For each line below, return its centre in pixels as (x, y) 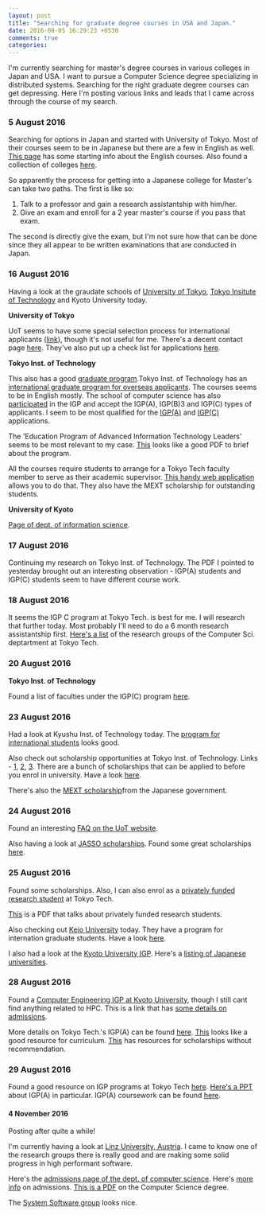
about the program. (40, 453)
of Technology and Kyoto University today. (78, 300)
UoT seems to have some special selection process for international (119, 330)
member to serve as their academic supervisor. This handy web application (131, 477)
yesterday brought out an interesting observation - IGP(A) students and (125, 571)
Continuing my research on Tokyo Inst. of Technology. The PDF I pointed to (131, 563)
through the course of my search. (63, 102)
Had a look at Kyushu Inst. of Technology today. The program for (114, 734)
